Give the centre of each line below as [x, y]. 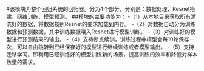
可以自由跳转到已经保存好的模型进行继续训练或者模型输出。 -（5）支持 [105, 47]
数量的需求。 [22, 62]
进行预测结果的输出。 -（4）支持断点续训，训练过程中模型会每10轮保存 [100, 39]
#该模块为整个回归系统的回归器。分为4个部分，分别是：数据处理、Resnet [98, 9]
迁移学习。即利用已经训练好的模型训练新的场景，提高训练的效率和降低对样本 [102, 54]
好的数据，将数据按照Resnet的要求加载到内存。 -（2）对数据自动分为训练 [104, 24]
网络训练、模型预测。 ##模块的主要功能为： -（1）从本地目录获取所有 [104, 16]
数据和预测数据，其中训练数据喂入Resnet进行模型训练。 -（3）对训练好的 [98, 32]
